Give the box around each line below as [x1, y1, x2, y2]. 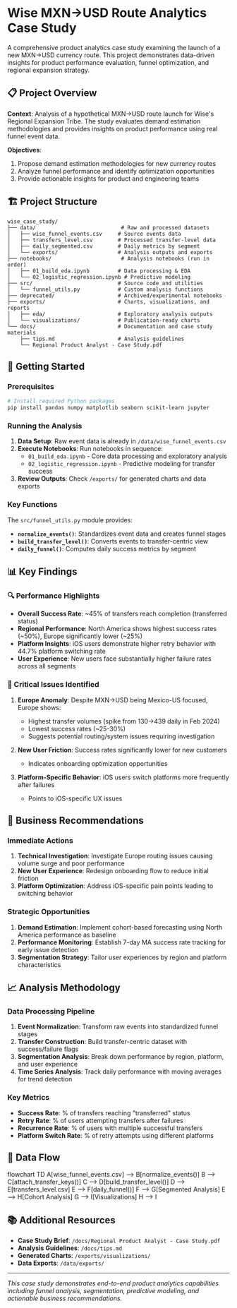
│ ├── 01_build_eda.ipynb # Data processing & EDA [7, 267, 191, 275]
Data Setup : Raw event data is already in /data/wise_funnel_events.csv [17, 437, 227, 445]
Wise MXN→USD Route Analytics [7, 5, 207, 21]
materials [7, 329, 37, 336]
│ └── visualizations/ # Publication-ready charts [7, 316, 200, 324]
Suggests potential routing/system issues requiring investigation [28, 732, 215, 740]
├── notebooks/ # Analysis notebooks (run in [7, 255, 210, 262]
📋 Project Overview [7, 87, 97, 100]
